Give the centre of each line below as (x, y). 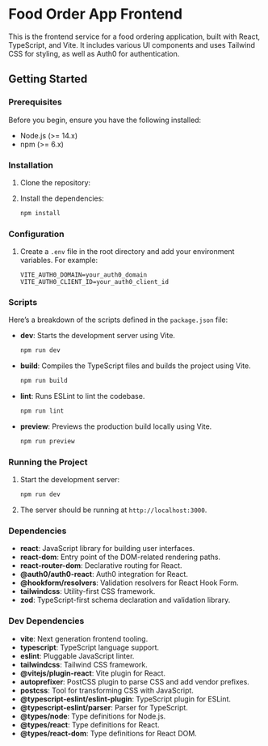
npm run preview (47, 442)
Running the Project (48, 462)
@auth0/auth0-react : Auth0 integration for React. (104, 574)
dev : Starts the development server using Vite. (98, 336)
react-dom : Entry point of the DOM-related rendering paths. (120, 557)
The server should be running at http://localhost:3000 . (113, 510)
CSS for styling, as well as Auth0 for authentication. (94, 53)
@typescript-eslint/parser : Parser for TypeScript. (104, 707)
